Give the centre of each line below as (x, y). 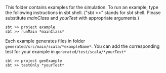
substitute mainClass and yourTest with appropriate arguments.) (72, 18)
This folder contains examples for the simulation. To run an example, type (82, 7)
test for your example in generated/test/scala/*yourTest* (66, 52)
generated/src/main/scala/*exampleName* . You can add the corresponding (82, 46)
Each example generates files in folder (45, 41)
